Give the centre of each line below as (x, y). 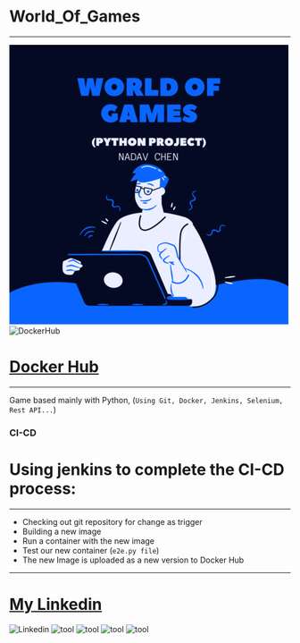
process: (43, 488)
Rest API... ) (33, 410)
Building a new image (62, 531)
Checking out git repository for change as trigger (112, 521)
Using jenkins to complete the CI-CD (147, 469)
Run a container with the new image (88, 541)
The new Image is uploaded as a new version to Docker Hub (133, 560)
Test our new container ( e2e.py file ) (91, 550)
